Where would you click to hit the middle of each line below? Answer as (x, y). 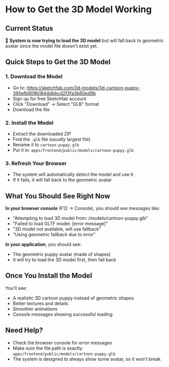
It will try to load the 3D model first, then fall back (64, 260)
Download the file (31, 109)
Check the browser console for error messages (62, 342)
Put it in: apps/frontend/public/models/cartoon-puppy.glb (73, 150)
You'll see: (16, 288)
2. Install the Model (29, 123)
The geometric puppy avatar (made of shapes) (62, 255)
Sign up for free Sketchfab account (49, 99)
